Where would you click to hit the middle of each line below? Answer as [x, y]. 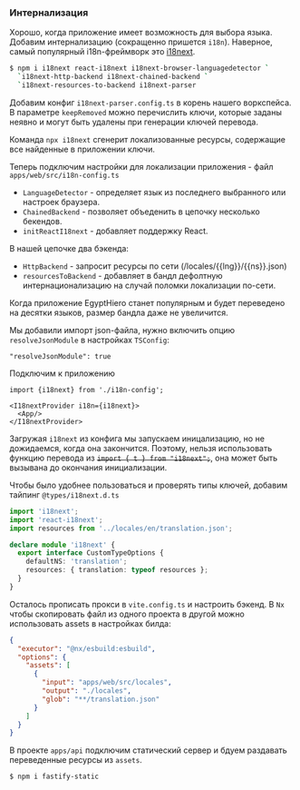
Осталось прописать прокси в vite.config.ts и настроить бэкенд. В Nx [147, 604]
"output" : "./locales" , [87, 691]
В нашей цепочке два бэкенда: [69, 248]
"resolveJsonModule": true [60, 356]
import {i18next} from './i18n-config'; [87, 390]
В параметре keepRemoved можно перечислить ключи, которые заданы [146, 112]
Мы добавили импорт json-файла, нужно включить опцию [122, 330]
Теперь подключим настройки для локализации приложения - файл [141, 166]
